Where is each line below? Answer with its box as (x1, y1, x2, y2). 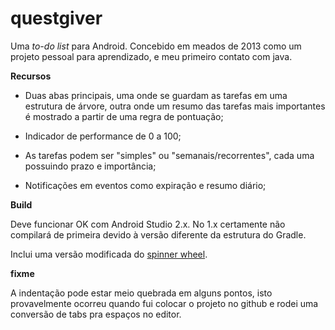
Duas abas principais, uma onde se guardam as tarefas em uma (24, 89, 288, 101)
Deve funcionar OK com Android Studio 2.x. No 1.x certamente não (10, 218, 286, 230)
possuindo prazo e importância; (24, 160, 157, 172)
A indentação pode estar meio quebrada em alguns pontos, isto (10, 287, 273, 299)
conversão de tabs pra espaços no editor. (10, 308, 182, 320)
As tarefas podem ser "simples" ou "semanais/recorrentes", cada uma (24, 149, 315, 161)
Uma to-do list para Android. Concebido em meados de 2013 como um (10, 40, 302, 52)
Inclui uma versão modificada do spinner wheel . (10, 248, 208, 260)
